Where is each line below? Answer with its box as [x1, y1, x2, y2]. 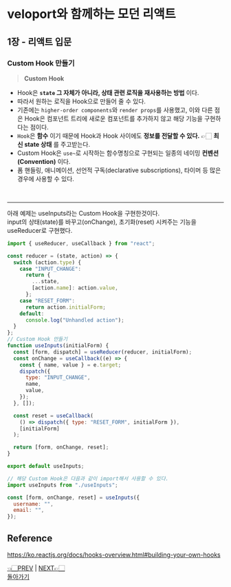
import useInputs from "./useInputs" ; [7, 482, 118, 488]
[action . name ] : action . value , [32, 285, 118, 291]
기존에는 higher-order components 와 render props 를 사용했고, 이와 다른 [16, 105, 213, 114]
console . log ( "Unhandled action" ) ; [25, 316, 125, 324]
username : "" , [13, 500, 54, 507]
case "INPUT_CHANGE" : [19, 265, 81, 272]
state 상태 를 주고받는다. [23, 140, 91, 148]
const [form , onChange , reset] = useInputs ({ [7, 494, 140, 501]
